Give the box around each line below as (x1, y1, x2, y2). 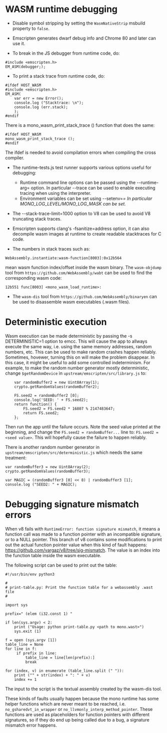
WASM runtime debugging (5, 4, 118, 15)
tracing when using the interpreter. (19, 190, 91, 196)
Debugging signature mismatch (5, 499, 139, 510)
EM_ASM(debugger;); (5, 64, 46, 69)
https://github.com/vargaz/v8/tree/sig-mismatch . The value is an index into (5, 547, 160, 553)
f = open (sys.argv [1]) (5, 637, 57, 642)
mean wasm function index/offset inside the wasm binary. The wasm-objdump (5, 264, 161, 270)
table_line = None (5, 642, 43, 647)
